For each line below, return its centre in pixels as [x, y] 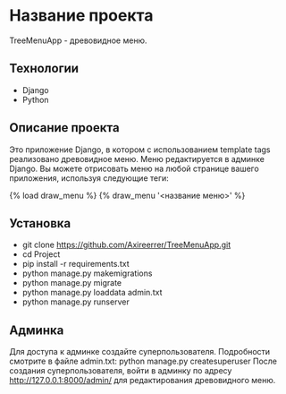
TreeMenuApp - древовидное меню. [78, 40]
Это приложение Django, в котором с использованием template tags [140, 150]
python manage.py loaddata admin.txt [92, 293]
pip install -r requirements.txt [76, 264]
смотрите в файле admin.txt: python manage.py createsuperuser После [143, 361]
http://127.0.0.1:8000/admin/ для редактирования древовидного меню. [143, 381]
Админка [37, 330]
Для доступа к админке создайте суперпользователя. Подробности [140, 352]
